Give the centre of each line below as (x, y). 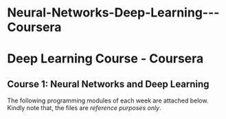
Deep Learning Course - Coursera (105, 59)
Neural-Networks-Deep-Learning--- (113, 13)
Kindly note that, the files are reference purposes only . (84, 108)
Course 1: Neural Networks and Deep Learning (108, 84)
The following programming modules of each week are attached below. (108, 100)
